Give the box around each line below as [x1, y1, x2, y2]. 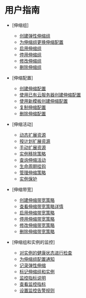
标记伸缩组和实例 [19, 268, 55, 274]
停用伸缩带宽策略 [19, 216, 55, 222]
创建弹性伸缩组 [19, 33, 50, 39]
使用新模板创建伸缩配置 [19, 98, 68, 104]
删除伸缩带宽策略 [19, 228, 55, 234]
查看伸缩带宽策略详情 [19, 203, 63, 209]
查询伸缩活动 [19, 157, 46, 163]
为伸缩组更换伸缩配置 [19, 39, 63, 45]
